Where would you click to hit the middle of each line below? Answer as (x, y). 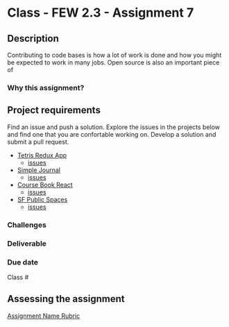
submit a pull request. (38, 142)
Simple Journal (39, 170)
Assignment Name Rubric (44, 316)
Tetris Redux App (42, 155)
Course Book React (45, 185)
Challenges (27, 225)
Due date (23, 262)
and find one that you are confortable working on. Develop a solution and (112, 134)
